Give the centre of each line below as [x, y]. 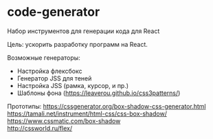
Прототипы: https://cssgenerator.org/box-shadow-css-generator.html [106, 106]
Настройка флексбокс [49, 71]
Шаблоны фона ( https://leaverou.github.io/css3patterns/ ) [99, 93]
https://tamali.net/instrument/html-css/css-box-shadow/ [87, 114]
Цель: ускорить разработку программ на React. [77, 44]
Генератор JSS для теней [54, 78]
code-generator [54, 12]
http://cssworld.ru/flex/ [40, 128]
